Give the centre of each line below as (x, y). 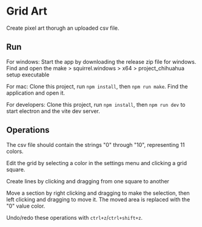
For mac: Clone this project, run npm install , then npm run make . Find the (97, 86)
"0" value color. (26, 206)
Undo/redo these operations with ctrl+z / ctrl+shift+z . (75, 217)
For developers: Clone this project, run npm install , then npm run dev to (96, 104)
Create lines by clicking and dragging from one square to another (88, 181)
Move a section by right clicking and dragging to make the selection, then (98, 193)
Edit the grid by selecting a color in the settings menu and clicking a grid (96, 163)
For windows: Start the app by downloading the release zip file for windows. (101, 61)
